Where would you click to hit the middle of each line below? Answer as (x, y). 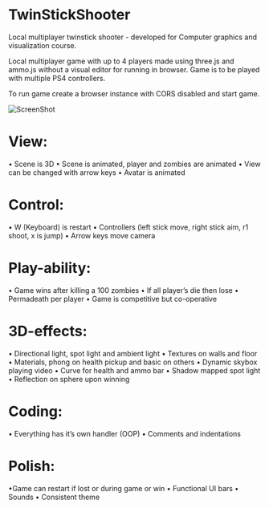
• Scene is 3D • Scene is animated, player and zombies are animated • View (134, 164)
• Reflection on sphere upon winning (69, 379)
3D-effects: (48, 331)
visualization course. (43, 45)
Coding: (35, 411)
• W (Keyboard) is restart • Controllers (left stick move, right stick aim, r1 (128, 227)
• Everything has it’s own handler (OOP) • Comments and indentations (124, 433)
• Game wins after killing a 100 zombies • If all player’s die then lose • (124, 290)
